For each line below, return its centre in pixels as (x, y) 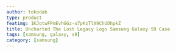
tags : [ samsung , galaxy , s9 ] (43, 35)
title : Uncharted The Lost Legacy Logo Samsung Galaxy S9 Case (88, 29)
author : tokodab (27, 12)
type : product (24, 18)
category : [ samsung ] (33, 40)
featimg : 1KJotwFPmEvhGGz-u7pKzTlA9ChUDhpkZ (64, 23)
